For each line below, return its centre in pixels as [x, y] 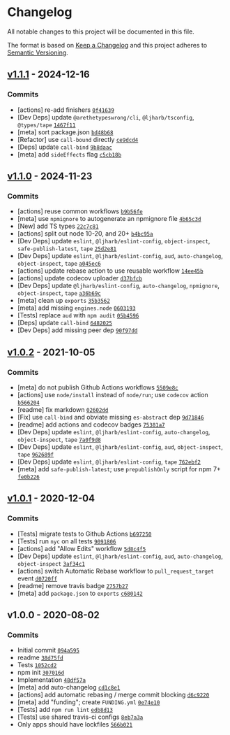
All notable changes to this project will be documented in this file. [101, 31]
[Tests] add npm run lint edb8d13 [65, 710]
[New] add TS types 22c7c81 [58, 226]
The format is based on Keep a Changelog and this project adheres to [107, 45]
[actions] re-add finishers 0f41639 [66, 110]
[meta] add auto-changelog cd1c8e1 [69, 687]
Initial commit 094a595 [48, 650]
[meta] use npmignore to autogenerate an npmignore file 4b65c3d [109, 219]
